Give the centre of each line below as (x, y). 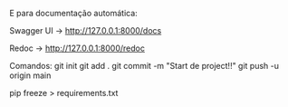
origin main (30, 75)
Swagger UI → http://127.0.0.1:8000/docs (86, 30)
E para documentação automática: (73, 13)
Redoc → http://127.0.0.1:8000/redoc (77, 48)
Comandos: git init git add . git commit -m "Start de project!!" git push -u (144, 66)
